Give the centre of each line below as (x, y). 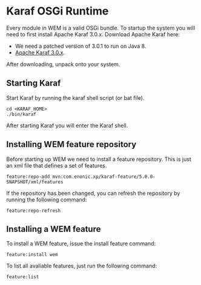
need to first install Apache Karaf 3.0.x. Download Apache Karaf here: (93, 34)
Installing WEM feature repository (71, 144)
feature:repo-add (28, 177)
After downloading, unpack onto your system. (63, 64)
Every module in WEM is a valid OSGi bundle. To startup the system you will (101, 28)
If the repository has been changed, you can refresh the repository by (93, 193)
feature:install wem (32, 255)
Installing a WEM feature (54, 229)
